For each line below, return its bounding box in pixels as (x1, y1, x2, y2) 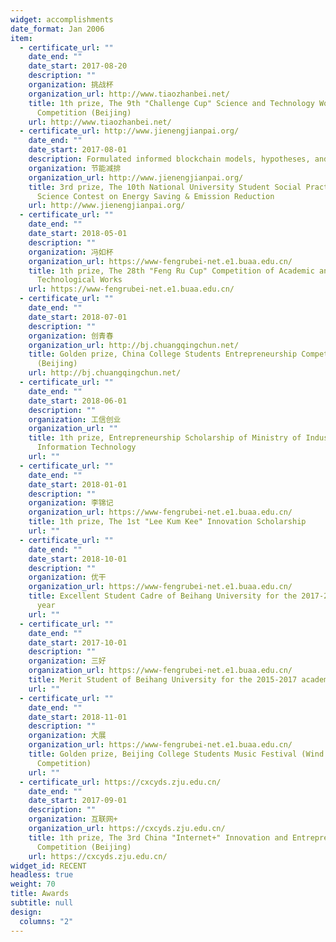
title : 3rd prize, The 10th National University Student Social (28, 182, 302, 192)
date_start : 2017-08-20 (28, 61, 128, 71)
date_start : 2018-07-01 (28, 312, 128, 322)
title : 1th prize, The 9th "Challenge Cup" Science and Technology (28, 98, 315, 108)
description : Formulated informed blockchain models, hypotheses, (28, 154, 311, 164)
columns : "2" (19, 916, 74, 926)
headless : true (10, 870, 74, 880)
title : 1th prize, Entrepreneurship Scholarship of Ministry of (28, 433, 302, 443)
